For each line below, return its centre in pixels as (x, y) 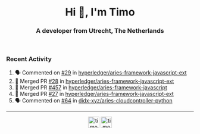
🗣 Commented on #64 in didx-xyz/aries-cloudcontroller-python (93, 100)
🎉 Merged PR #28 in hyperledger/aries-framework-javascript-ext (94, 81)
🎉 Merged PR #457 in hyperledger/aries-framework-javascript (91, 87)
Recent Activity (29, 59)
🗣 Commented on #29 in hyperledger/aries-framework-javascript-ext (101, 72)
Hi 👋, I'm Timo (100, 12)
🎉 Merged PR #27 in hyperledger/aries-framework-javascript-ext (94, 94)
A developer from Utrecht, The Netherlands (100, 31)
